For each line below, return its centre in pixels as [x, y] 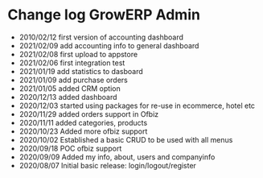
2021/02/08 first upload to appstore [78, 54]
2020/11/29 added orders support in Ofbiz [89, 114]
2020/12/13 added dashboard [68, 97]
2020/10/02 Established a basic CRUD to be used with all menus [126, 139]
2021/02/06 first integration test [72, 63]
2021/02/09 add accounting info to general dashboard [109, 45]
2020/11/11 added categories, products [83, 122]
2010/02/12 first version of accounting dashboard [101, 37]
